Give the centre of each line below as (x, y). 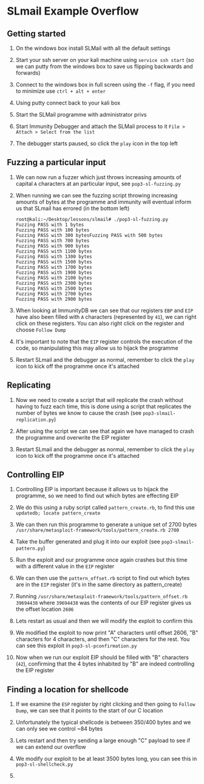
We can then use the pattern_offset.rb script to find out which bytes (103, 578)
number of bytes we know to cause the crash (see (79, 413)
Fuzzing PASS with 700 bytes (53, 240)
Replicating (29, 385)
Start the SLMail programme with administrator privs (81, 114)
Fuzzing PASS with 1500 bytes (54, 262)
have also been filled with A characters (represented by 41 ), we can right (106, 316)
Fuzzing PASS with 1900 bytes (54, 272)
